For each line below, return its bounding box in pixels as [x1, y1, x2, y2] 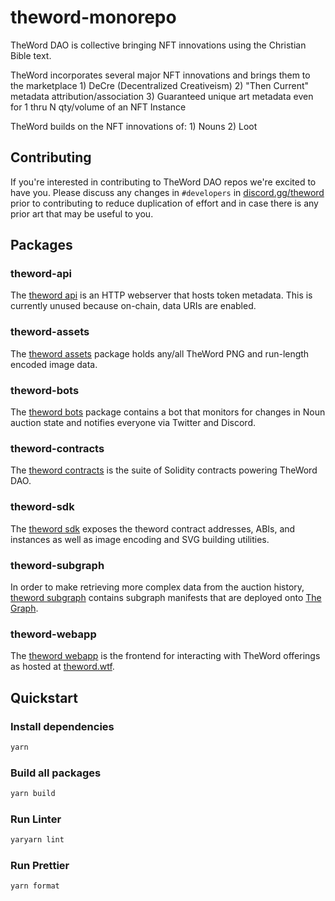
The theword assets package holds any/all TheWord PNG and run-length [10, 347, 310, 360]
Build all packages [10, 766, 102, 780]
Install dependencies [10, 719, 115, 733]
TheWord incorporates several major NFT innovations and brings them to [10, 69, 311, 81]
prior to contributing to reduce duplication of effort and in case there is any [10, 197, 319, 209]
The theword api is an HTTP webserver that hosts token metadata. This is [10, 289, 313, 301]
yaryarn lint [10, 835, 65, 845]
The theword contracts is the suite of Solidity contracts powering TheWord [10, 464, 318, 476]
